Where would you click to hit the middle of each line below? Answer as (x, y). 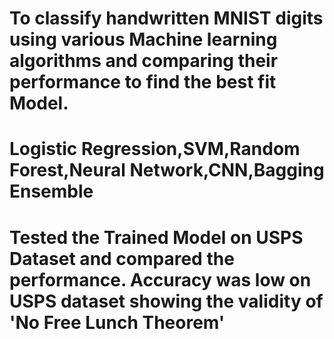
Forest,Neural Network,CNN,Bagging (167, 170)
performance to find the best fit (143, 82)
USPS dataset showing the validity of (166, 301)
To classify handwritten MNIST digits (166, 18)
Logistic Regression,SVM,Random (155, 149)
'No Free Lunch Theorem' (117, 322)
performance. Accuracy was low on (160, 279)
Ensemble (51, 191)
